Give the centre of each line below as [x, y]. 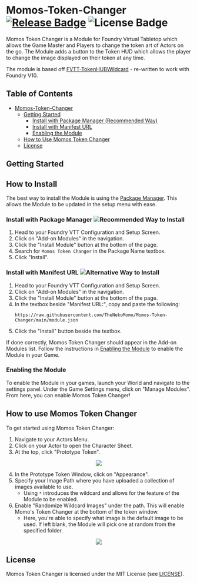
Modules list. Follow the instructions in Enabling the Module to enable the [95, 349]
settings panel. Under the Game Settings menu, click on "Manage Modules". [98, 389]
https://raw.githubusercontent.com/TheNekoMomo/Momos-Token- [91, 315]
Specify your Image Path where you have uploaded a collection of [94, 480]
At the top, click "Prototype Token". [57, 452]
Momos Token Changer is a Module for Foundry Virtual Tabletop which [92, 39]
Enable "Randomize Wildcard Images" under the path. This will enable [99, 505]
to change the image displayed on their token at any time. [76, 58]
